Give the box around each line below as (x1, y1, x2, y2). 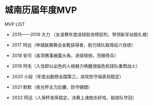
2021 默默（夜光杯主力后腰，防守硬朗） (11, 84, 93, 90)
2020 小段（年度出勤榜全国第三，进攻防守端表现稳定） (11, 73, 124, 79)
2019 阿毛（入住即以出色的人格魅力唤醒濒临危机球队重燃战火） (11, 63, 141, 69)
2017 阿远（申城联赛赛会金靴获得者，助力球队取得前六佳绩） (11, 42, 136, 48)
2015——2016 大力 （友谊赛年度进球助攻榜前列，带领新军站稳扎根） (11, 31, 152, 37)
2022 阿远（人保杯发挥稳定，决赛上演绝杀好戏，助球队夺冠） (11, 95, 137, 101)
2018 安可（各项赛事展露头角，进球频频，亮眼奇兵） (11, 52, 119, 58)
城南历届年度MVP (4, 4, 77, 16)
